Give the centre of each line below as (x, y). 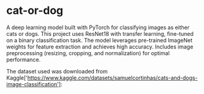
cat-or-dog (35, 11)
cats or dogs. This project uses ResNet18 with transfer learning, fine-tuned (100, 33)
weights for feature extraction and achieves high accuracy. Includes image (100, 47)
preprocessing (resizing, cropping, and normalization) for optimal (88, 53)
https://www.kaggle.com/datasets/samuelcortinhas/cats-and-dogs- (112, 78)
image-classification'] (33, 84)
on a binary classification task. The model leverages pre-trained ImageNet (100, 40)
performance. (23, 59)
